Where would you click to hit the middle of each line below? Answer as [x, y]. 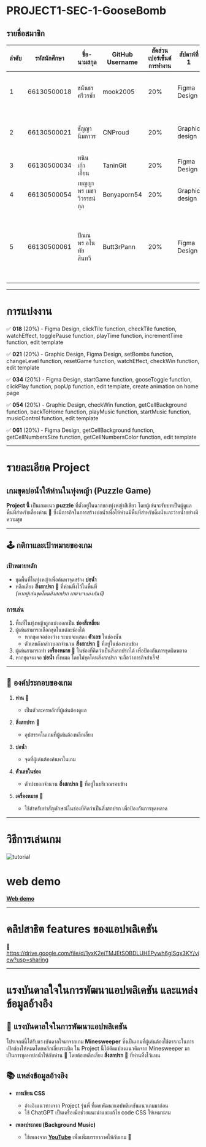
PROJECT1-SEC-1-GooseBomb [86, 11]
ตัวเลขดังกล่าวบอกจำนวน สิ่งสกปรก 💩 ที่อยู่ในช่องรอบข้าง [81, 643]
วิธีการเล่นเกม [34, 839]
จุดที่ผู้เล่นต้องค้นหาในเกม [50, 759]
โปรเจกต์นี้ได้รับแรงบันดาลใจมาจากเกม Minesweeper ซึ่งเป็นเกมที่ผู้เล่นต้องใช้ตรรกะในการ [100, 1041]
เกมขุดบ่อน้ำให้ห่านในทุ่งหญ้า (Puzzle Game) [79, 491]
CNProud [116, 132]
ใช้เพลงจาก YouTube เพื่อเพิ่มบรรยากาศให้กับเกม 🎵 [78, 1137]
